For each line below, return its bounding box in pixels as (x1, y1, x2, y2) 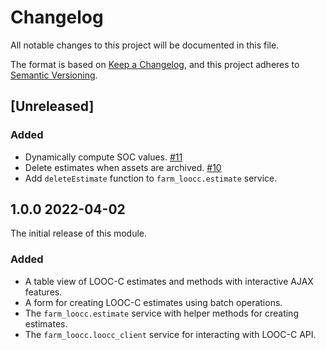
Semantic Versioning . (10, 69, 98, 81)
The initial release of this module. (10, 227, 148, 240)
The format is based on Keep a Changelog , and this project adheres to (10, 58, 300, 70)
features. (24, 286, 63, 298)
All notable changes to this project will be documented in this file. (10, 39, 280, 51)
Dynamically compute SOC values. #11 (24, 151, 183, 163)
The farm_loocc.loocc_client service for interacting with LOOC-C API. (24, 328, 317, 340)
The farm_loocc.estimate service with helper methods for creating (24, 307, 299, 319)
